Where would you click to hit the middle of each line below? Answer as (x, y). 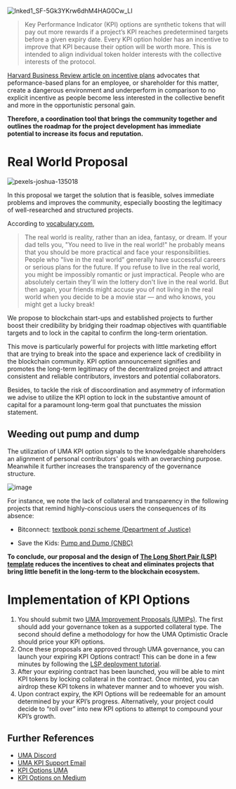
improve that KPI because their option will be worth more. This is (118, 47)
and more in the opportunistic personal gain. (71, 105)
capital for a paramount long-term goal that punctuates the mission (104, 404)
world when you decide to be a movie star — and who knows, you (120, 297)
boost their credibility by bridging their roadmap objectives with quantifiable (117, 325)
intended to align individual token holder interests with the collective (123, 54)
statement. (23, 412)
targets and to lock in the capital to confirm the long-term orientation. (108, 333)
